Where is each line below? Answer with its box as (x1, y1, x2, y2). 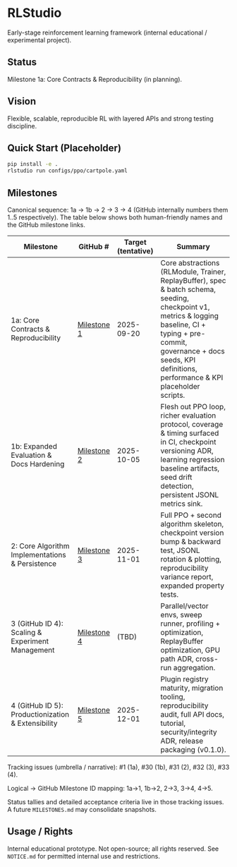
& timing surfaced (160, 428, 219, 438)
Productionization (11, 709, 69, 719)
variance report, (160, 571, 214, 581)
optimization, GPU (160, 645, 221, 655)
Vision (7, 95, 37, 107)
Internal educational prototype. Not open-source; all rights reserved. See (7, 844, 219, 853)
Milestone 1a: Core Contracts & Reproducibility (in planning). (7, 75, 182, 83)
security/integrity (160, 727, 217, 736)
